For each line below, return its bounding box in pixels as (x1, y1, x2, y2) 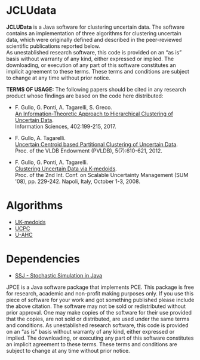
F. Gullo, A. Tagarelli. (14, 134, 66, 141)
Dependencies (6, 252, 80, 266)
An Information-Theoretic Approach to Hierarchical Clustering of (14, 110, 173, 117)
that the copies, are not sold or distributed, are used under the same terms (6, 315, 190, 322)
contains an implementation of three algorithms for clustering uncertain (6, 29, 181, 36)
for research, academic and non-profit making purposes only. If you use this (6, 289, 194, 297)
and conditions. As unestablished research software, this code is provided (6, 321, 189, 329)
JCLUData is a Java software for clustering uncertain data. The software (6, 23, 185, 30)
